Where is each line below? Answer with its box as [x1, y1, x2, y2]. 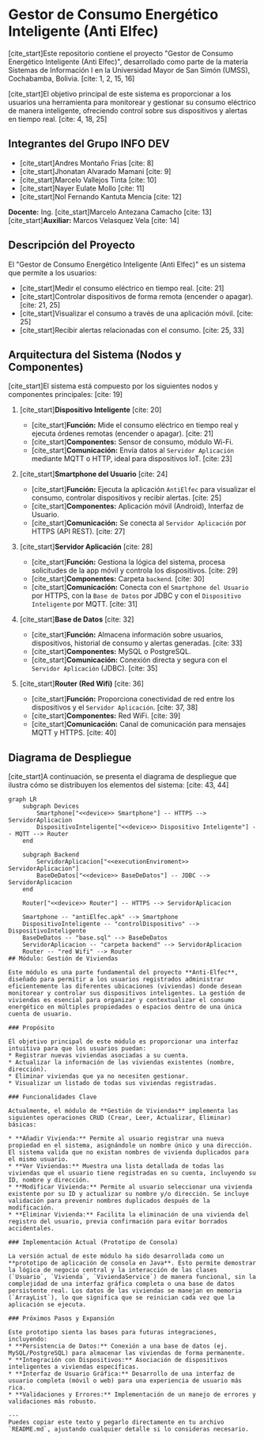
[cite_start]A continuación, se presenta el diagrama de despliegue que [8, 772, 237, 781]
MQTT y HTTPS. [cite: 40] [31, 728, 117, 737]
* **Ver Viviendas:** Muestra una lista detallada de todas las [8, 1163, 224, 1171]
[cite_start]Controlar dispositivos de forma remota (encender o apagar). [19, 291, 254, 301]
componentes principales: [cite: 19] [8, 390, 123, 399]
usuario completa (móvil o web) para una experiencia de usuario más [8, 1377, 243, 1385]
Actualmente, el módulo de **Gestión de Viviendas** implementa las [8, 1107, 239, 1115]
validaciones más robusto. [8, 1398, 97, 1405]
